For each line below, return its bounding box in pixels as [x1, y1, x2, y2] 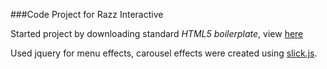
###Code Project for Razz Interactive [10, 9, 164, 20]
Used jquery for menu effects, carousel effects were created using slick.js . [10, 47, 318, 59]
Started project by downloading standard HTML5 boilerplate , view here [10, 28, 304, 39]
